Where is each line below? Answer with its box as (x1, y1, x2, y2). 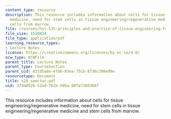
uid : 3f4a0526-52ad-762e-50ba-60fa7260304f (5, 83, 99, 88)
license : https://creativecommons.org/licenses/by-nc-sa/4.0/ (5, 50, 140, 55)
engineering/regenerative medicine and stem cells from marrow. (5, 108, 140, 114)
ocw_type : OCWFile (5, 54, 44, 60)
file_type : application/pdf (5, 36, 65, 41)
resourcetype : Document (5, 74, 56, 79)
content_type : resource (5, 7, 56, 13)
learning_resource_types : (5, 41, 60, 46)
